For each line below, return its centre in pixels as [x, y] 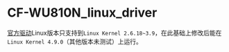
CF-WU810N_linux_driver [82, 13]
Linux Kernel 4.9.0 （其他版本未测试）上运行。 [75, 41]
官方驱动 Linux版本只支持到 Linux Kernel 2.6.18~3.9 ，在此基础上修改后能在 [114, 33]
